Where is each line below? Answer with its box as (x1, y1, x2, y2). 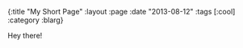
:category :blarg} (7, 15, 64, 25)
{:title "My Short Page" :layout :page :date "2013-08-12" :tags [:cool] (7, 7, 236, 16)
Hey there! (7, 31, 43, 40)
